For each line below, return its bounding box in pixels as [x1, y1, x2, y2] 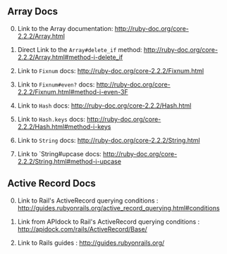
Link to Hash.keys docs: [17, 115, 86, 123]
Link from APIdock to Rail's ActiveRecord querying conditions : [17, 217, 200, 226]
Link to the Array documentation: [17, 24, 114, 32]
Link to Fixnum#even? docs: [17, 80, 95, 89]
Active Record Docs [7, 177, 97, 189]
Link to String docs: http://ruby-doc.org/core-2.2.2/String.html [17, 136, 200, 144]
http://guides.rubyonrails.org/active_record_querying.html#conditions [17, 203, 220, 212]
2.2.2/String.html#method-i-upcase [17, 157, 122, 165]
